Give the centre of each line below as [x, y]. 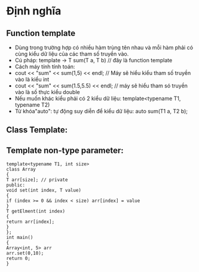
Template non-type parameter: [65, 150]
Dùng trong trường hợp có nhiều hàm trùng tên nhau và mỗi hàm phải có [104, 47]
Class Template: [37, 130]
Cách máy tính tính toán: [45, 67]
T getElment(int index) [36, 211]
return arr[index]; [30, 222]
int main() [20, 238]
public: [16, 185]
